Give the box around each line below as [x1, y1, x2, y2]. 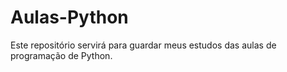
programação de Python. [10, 49, 113, 61]
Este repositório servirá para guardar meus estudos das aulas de [10, 39, 277, 51]
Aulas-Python [10, 6, 129, 29]
